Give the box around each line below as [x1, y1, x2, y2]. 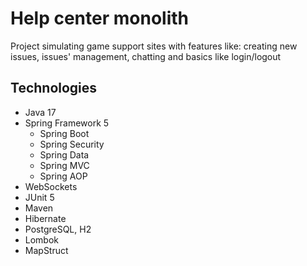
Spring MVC [39, 159, 90, 171]
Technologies [10, 80, 98, 97]
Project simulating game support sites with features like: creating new [10, 40, 298, 52]
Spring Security [39, 138, 105, 150]
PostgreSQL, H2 [24, 223, 92, 235]
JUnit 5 [24, 191, 55, 203]
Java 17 [24, 106, 57, 118]
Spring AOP [39, 170, 88, 182]
